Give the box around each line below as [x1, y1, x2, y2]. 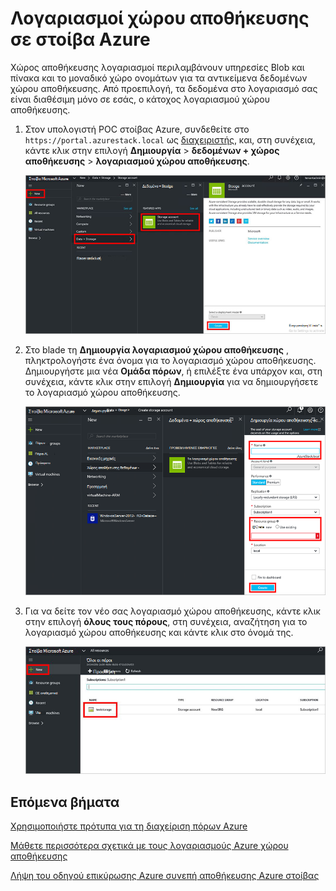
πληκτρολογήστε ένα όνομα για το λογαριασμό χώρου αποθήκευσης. [24, 355, 317, 367]
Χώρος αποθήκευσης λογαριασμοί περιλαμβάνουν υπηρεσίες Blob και [10, 61, 305, 73]
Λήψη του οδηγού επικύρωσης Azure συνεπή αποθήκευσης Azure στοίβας [10, 870, 320, 882]
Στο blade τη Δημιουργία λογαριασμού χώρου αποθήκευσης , [24, 344, 289, 356]
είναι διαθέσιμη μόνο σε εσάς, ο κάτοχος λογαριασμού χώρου [10, 93, 270, 105]
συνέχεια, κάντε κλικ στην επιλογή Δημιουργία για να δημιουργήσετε [24, 376, 319, 388]
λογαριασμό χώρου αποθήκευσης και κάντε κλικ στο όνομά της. [24, 627, 294, 639]
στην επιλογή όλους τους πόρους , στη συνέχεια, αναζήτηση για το [24, 616, 308, 628]
